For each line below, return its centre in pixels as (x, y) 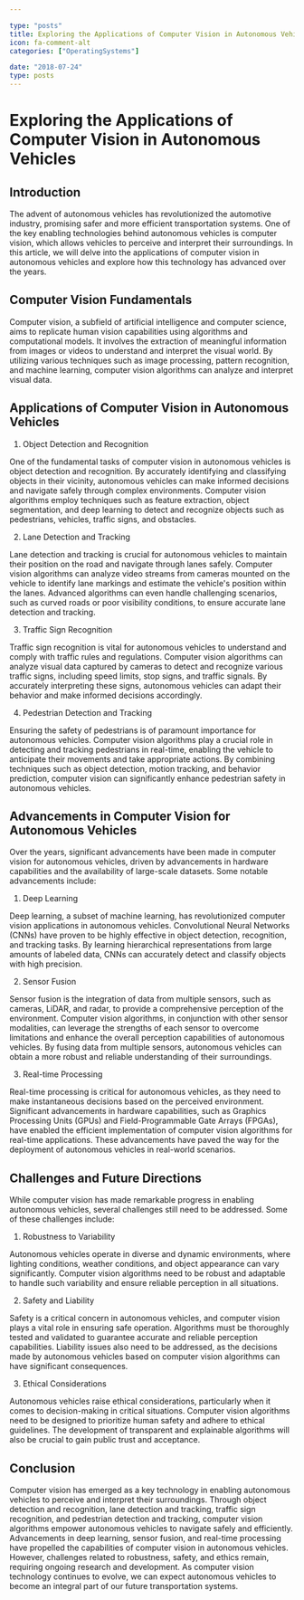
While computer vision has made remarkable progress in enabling (132, 1200)
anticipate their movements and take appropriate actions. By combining (142, 759)
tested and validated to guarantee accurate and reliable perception (133, 1338)
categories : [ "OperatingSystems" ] (75, 51)
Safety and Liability (58, 1300)
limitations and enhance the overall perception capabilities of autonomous (147, 1038)
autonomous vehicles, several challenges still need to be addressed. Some (148, 1210)
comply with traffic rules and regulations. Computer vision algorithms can (146, 656)
